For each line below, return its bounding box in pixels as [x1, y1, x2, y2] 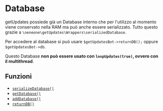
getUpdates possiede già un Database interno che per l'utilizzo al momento [5, 19, 157, 25]
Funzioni [5, 72, 32, 80]
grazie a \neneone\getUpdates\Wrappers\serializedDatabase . [5, 29, 127, 35]
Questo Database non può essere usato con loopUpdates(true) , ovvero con [5, 53, 159, 59]
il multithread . [5, 58, 34, 64]
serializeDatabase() [12, 86, 54, 91]
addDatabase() [12, 96, 41, 101]
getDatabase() [12, 91, 41, 96]
